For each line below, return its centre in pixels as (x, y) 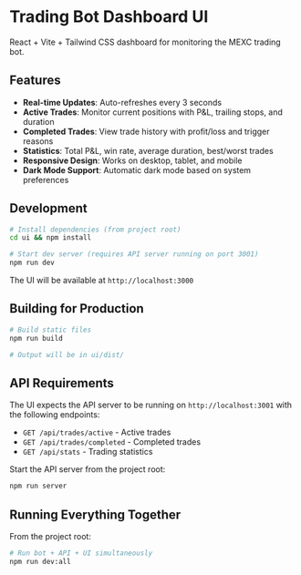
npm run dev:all (40, 561)
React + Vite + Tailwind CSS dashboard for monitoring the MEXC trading (145, 42)
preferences (46, 180)
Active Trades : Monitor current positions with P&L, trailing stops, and (152, 112)
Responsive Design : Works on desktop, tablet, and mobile (132, 160)
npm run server (38, 486)
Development (49, 208)
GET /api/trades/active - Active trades (97, 432)
